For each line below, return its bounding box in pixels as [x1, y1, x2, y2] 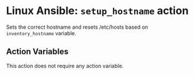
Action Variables [6, 47, 69, 57]
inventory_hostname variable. [6, 29, 77, 36]
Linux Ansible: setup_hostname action [6, 4, 189, 18]
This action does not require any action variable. [6, 62, 124, 69]
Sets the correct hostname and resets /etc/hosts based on [6, 23, 148, 30]
